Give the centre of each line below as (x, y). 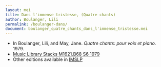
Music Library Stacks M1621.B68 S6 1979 (56, 54)
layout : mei (18, 10)
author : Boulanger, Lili (32, 19)
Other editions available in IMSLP (48, 59)
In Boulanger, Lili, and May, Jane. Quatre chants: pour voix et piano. (84, 43)
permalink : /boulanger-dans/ (36, 24)
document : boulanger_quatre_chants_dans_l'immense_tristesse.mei (76, 29)
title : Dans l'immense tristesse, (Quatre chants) (61, 15)
